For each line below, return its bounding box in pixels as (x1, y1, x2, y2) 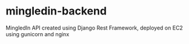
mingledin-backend (5, 4, 107, 18)
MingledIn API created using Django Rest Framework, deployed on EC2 (5, 24, 183, 31)
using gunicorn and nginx (5, 30, 70, 37)
